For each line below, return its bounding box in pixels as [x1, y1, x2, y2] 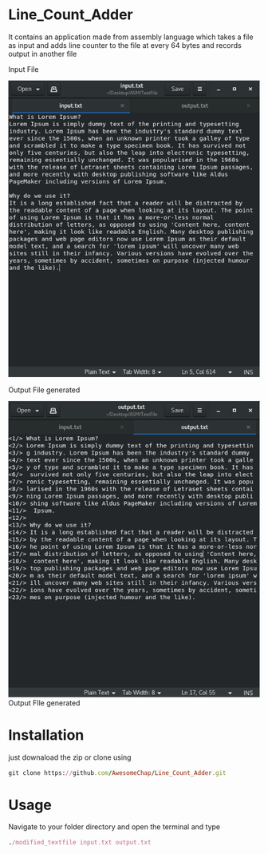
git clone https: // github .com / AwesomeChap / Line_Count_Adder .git [8, 769, 227, 777]
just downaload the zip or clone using [8, 753, 132, 762]
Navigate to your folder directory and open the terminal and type [8, 822, 221, 832]
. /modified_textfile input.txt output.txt [8, 839, 152, 847]
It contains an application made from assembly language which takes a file [8, 32, 254, 42]
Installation [8, 725, 85, 744]
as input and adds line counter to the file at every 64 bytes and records [8, 40, 242, 50]
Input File [8, 64, 39, 73]
